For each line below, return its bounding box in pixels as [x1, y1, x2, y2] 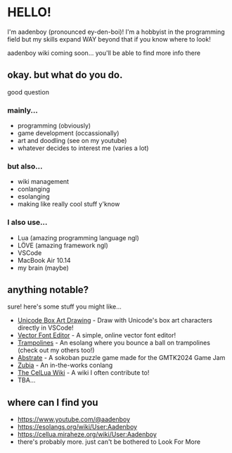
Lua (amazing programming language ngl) [17, 233, 139, 242]
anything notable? [7, 284, 89, 296]
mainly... [7, 105, 39, 115]
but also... [7, 161, 43, 171]
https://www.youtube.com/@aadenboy [17, 415, 131, 423]
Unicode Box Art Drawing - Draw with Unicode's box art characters [17, 316, 213, 325]
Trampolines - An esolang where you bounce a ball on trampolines [17, 339, 211, 347]
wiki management [17, 178, 69, 186]
